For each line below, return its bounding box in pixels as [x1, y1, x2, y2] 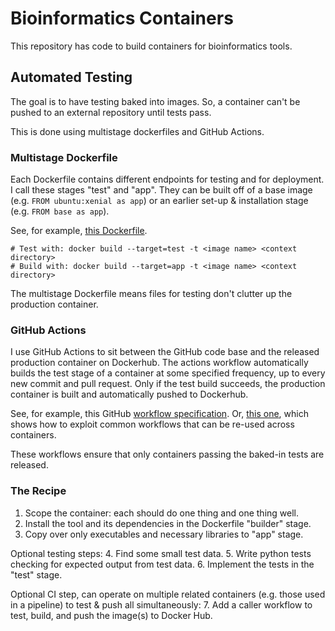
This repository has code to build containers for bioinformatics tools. [10, 40, 293, 52]
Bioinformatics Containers [10, 7, 234, 30]
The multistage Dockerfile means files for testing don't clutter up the [10, 288, 293, 300]
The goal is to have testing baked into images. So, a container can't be [10, 95, 301, 107]
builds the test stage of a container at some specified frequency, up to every [10, 367, 326, 379]
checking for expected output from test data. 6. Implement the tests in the [10, 558, 315, 570]
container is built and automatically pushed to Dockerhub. [10, 388, 249, 401]
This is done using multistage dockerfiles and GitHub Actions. [10, 125, 265, 137]
